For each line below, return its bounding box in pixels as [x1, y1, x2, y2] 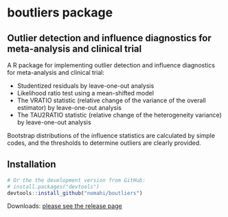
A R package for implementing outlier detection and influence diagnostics [7, 61, 215, 69]
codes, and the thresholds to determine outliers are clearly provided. [7, 139, 201, 147]
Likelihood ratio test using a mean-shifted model [16, 89, 155, 97]
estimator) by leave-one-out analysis [16, 104, 122, 111]
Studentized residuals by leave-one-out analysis [16, 82, 155, 90]
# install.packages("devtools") [7, 183, 100, 190]
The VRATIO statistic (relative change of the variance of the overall [16, 96, 206, 104]
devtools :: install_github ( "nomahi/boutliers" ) [7, 190, 143, 196]
